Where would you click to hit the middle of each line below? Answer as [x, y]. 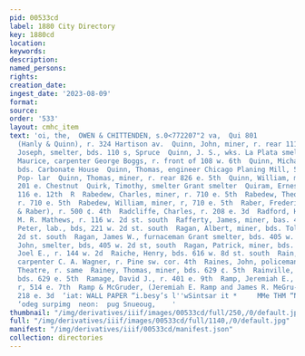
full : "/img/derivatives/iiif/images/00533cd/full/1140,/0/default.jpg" [150, 321]
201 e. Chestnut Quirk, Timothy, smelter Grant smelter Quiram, [146, 187]
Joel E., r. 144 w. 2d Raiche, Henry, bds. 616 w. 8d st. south [144, 254]
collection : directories [56, 338]
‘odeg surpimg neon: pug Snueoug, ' [97, 304]
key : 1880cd [32, 34]
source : [24, 111]
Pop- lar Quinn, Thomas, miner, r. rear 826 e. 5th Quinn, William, [154, 178]
